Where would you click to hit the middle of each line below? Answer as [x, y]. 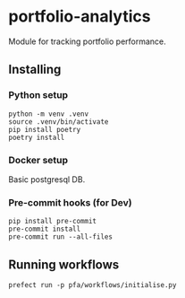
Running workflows [64, 264]
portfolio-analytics [80, 17]
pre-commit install [45, 229]
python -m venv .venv [49, 114]
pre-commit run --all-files [61, 237]
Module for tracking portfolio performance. [87, 41]
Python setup [38, 95]
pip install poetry [45, 129]
